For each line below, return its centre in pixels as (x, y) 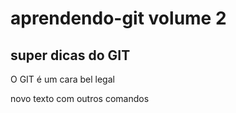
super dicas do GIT (70, 55)
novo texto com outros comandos (80, 98)
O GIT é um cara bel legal (62, 79)
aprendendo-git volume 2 (118, 18)
